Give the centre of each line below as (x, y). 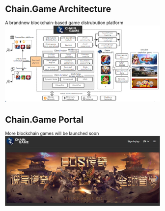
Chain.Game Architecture (58, 9)
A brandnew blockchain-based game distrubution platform (64, 23)
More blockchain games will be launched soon (52, 133)
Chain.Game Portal (44, 119)
